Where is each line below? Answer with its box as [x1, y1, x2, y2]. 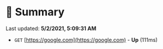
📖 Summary [5, 5, 65, 19]
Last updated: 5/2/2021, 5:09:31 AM [5, 25, 96, 32]
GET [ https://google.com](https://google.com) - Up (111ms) [14, 36, 158, 43]
